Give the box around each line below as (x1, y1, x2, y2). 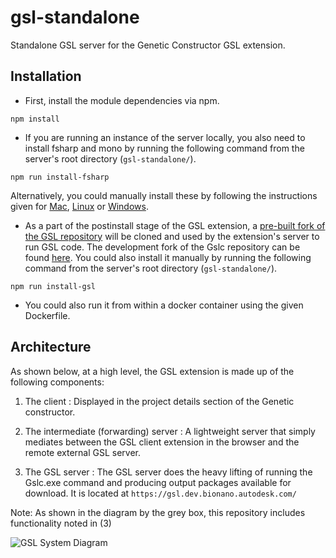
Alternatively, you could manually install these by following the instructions (10, 189, 318, 201)
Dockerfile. (24, 309, 71, 321)
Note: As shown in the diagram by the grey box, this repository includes (10, 506, 306, 518)
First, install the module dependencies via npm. (24, 94, 220, 106)
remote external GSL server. (24, 446, 142, 458)
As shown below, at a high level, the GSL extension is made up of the (10, 365, 295, 377)
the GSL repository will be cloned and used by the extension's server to (24, 230, 320, 242)
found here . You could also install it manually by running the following (24, 251, 312, 263)
